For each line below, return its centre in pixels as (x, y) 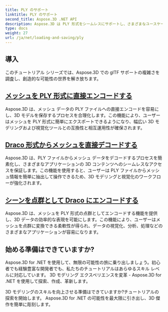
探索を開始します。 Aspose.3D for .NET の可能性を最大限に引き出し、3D (80, 298)
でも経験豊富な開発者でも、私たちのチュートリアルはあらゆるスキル (79, 268)
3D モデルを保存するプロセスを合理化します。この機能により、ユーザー (87, 115)
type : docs (16, 29)
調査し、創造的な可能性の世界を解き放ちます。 (53, 79)
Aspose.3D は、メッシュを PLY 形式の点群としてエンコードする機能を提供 (81, 213)
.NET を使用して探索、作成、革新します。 (48, 281)
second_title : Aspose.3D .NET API (41, 19)
